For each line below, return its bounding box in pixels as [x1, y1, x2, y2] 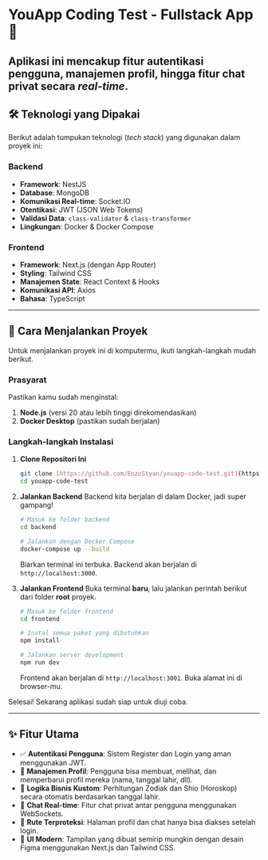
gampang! [19, 500, 53, 510]
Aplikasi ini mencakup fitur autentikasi [8, 54, 204, 68]
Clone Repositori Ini [19, 454, 87, 464]
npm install [19, 637, 60, 645]
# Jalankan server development [19, 651, 124, 659]
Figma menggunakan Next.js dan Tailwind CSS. [19, 842, 175, 852]
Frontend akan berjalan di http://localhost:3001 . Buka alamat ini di [19, 673, 243, 683]
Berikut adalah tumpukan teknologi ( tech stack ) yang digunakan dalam [8, 133, 241, 142]
